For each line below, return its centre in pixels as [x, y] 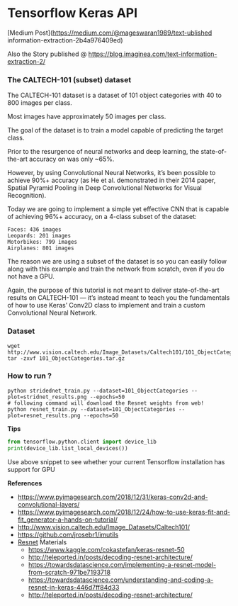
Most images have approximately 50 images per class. [87, 117]
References [25, 483]
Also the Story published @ [47, 54]
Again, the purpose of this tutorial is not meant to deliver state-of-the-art [113, 290]
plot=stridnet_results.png [47, 397]
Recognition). [27, 196]
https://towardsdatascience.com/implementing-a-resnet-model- [122, 564]
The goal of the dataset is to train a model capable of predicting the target [115, 130]
